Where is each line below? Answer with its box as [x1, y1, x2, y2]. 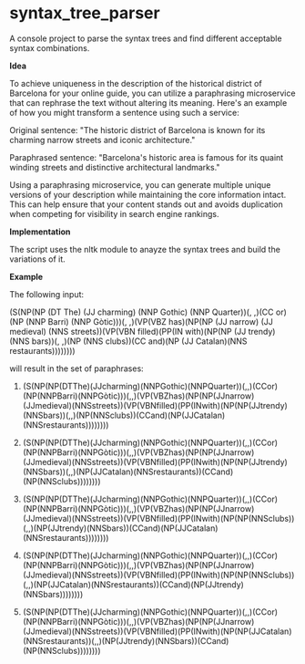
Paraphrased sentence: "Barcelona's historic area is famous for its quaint [9, 151, 284, 162]
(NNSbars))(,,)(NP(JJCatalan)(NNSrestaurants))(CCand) [22, 466, 234, 477]
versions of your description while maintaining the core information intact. [9, 189, 287, 200]
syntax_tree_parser [9, 3, 161, 24]
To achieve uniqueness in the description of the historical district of [9, 78, 262, 88]
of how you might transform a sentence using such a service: [9, 107, 239, 118]
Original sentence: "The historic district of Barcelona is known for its [9, 124, 266, 135]
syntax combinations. [9, 42, 90, 53]
